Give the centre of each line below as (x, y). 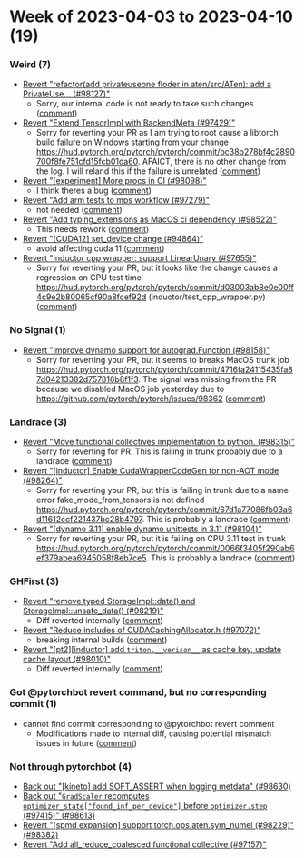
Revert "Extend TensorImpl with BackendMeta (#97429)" (129, 123)
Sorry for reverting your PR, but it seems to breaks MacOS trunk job (163, 359)
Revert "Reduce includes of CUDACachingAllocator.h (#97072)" (142, 631)
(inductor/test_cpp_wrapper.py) (207, 297)
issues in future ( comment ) (87, 742)
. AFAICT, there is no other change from (212, 162)
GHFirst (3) (34, 581)
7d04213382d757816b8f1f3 (87, 379)
